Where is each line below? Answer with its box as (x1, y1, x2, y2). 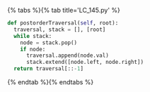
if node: (20, 46, 46, 53)
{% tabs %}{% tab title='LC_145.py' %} (7, 6, 120, 14)
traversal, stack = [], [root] (13, 26, 106, 33)
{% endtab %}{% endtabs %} (7, 78, 94, 86)
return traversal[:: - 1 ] (13, 65, 83, 72)
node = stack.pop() (20, 39, 78, 46)
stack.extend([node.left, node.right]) (25, 59, 144, 66)
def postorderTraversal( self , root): (7, 20, 119, 27)
